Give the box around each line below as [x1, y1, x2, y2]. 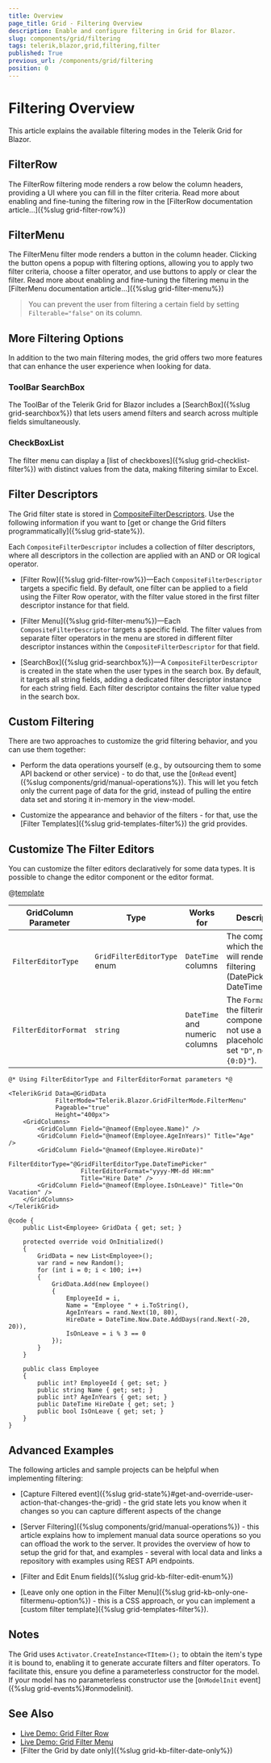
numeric [185, 1029, 217, 1040]
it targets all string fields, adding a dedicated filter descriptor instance [19, 675, 252, 684]
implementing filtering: [8, 1473, 83, 1483]
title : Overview [8, 11, 63, 20]
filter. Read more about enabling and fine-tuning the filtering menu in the [8, 275, 249, 285]
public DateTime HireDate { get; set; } [37, 1401, 175, 1409]
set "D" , [226, 1045, 256, 1056]
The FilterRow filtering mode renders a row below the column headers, [8, 179, 244, 189]
